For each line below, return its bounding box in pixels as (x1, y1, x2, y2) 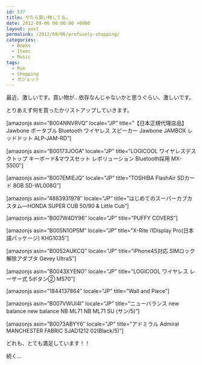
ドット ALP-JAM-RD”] (16, 134, 72, 142)
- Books (11, 43, 31, 49)
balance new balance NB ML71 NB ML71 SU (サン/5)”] (6, 307, 140, 315)
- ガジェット (11, 76, 40, 82)
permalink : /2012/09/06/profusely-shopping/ (6, 31, 120, 38)
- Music (11, 54, 31, 60)
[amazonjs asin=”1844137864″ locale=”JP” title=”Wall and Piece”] (6, 288, 170, 295)
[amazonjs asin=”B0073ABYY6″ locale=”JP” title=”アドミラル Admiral (6, 320, 179, 327)
